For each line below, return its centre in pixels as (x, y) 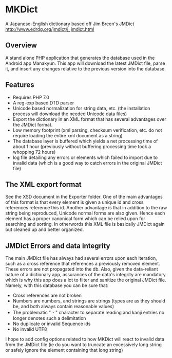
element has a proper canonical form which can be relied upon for (75, 219)
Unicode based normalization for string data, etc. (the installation (81, 108)
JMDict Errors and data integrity (58, 246)
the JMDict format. (33, 124)
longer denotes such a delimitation (49, 318)
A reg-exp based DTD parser (43, 103)
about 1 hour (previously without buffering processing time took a (82, 146)
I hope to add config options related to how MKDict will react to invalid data (85, 339)
